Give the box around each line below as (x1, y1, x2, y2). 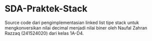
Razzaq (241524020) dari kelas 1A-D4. (4, 30, 84, 36)
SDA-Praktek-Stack (4, 3, 88, 14)
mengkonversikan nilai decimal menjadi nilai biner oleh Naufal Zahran (4, 24, 147, 30)
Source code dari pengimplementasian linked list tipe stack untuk (4, 19, 139, 25)
